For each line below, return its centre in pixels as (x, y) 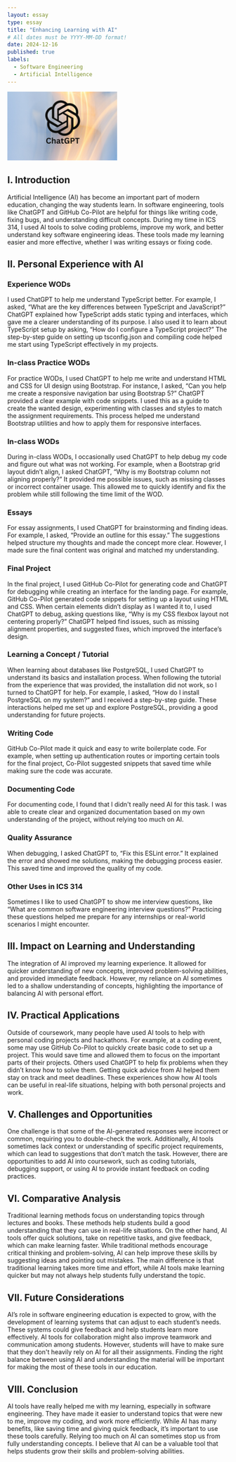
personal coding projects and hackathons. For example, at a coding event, (114, 1040)
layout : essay (28, 15)
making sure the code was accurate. (60, 771)
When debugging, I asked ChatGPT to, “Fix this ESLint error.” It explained (113, 853)
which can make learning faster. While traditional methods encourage (108, 1246)
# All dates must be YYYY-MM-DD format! (67, 37)
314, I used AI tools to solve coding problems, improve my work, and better (116, 227)
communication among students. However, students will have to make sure (116, 1345)
